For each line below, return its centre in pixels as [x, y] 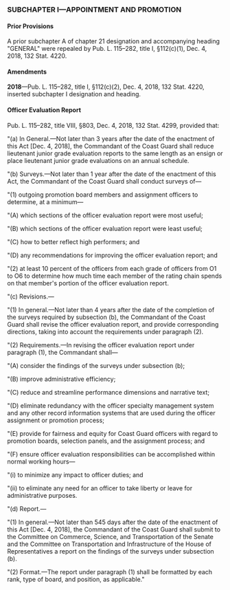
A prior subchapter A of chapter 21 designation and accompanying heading [114, 41]
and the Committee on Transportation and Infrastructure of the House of [109, 544]
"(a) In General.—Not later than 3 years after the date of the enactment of [111, 138]
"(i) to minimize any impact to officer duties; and [75, 474]
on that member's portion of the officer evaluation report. [88, 283]
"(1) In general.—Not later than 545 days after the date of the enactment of [113, 522]
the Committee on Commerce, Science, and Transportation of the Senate [111, 536]
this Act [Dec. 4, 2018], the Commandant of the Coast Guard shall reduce [111, 146]
